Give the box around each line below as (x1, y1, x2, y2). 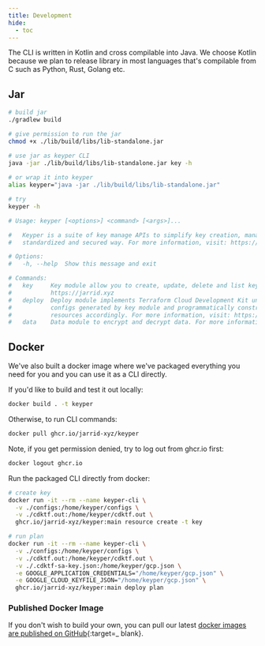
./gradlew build (8, 116, 62, 124)
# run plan (8, 532, 44, 541)
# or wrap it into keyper (8, 174, 93, 182)
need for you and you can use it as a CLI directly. (8, 370, 167, 379)
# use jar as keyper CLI (8, 152, 90, 160)
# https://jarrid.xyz (8, 289, 114, 297)
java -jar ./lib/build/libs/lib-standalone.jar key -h (8, 159, 192, 167)
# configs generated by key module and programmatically (8, 303, 235, 312)
